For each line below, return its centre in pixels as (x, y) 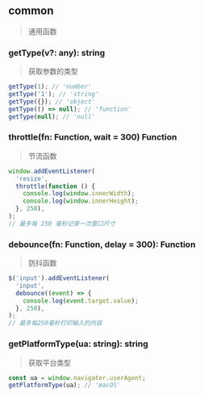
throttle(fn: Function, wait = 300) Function (93, 137)
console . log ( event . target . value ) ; (81, 301)
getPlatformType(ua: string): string (79, 344)
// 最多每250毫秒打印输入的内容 (55, 324)
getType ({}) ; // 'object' (52, 102)
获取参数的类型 (53, 71)
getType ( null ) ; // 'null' (52, 117)
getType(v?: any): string (57, 52)
